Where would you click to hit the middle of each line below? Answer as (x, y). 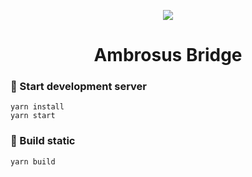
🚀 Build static (43, 141)
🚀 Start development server (79, 87)
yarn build (33, 161)
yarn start (33, 116)
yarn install (37, 107)
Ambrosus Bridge (168, 55)
